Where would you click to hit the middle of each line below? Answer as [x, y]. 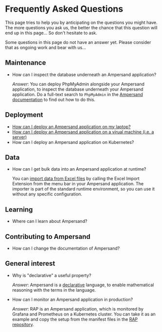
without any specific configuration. [47, 194]
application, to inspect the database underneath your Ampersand [78, 89]
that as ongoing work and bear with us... [46, 47]
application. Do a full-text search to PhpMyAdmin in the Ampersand [77, 94]
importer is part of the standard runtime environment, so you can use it [83, 189]
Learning [19, 209]
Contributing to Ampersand [48, 237]
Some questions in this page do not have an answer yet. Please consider [78, 42]
